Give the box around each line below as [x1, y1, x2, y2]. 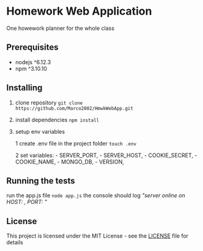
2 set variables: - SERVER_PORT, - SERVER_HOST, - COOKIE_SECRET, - [15, 151, 197, 159]
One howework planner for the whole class [6, 24, 115, 32]
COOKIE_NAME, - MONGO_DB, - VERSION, [15, 158, 124, 166]
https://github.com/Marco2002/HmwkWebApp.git [15, 105, 133, 111]
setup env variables [15, 128, 65, 135]
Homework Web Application [6, 4, 152, 18]
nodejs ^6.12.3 [15, 58, 51, 65]
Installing [6, 82, 43, 93]
